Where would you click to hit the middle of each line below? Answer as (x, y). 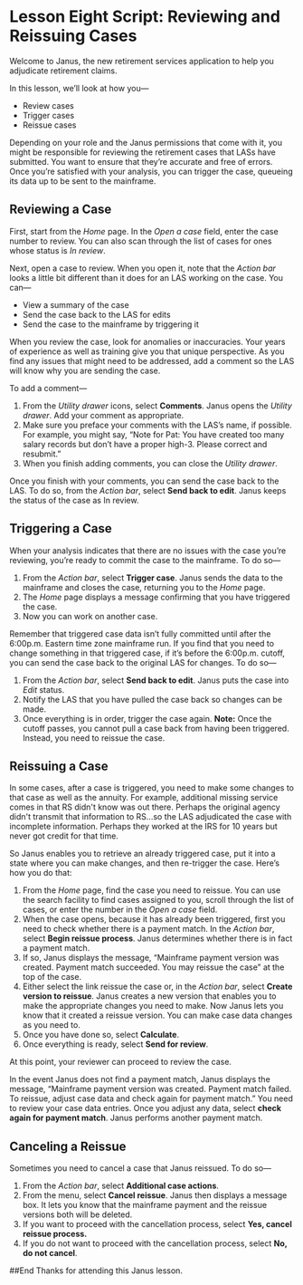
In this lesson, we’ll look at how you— (79, 88)
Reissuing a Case (59, 766)
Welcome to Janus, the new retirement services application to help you (142, 61)
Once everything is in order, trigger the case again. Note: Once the (147, 718)
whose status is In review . (57, 250)
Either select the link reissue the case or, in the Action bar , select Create (157, 987)
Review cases (48, 105)
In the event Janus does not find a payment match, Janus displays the (140, 1079)
